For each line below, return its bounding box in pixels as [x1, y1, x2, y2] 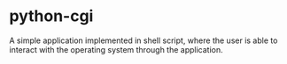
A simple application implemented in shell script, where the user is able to [9, 35, 278, 46]
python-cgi [9, 6, 94, 26]
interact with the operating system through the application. [9, 44, 223, 54]
